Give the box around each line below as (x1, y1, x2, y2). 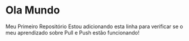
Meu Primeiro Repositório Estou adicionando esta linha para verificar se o (5, 23, 183, 30)
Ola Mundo (5, 4, 60, 17)
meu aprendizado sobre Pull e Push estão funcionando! (5, 29, 140, 36)
